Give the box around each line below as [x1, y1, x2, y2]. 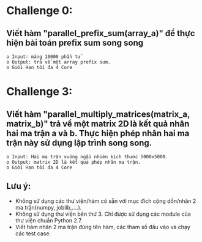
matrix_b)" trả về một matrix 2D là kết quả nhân [6, 119, 190, 129]
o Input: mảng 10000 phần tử [6, 54, 81, 60]
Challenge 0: [6, 4, 73, 18]
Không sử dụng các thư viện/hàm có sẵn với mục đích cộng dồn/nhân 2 [15, 197, 196, 205]
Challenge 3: [6, 85, 73, 98]
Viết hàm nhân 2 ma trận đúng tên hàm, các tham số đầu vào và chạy [15, 223, 191, 230]
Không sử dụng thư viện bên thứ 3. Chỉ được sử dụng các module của [15, 210, 191, 218]
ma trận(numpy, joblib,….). [15, 204, 82, 211]
